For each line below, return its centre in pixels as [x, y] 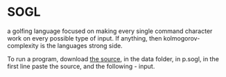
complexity [23, 45]
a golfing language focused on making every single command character [110, 31]
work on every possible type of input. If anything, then [85, 38]
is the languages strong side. [81, 45]
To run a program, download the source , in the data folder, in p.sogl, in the [113, 58]
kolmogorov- [182, 38]
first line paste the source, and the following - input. [81, 66]
